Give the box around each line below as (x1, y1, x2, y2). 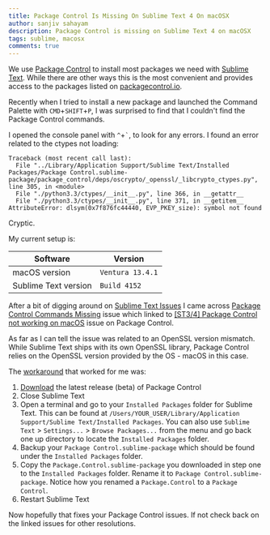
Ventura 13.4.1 (99, 268, 158, 277)
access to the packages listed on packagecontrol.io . (8, 82, 183, 92)
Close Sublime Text (19, 391, 85, 401)
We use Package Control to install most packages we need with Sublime (8, 64, 249, 74)
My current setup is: (8, 234, 76, 244)
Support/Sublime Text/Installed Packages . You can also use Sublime (19, 417, 251, 426)
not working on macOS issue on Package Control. (8, 318, 175, 328)
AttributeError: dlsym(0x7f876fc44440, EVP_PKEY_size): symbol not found (8, 204, 263, 212)
